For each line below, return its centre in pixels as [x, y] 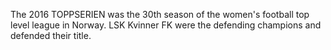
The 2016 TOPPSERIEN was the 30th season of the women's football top [160, 14]
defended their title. [51, 35]
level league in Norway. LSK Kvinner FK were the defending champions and [166, 25]
